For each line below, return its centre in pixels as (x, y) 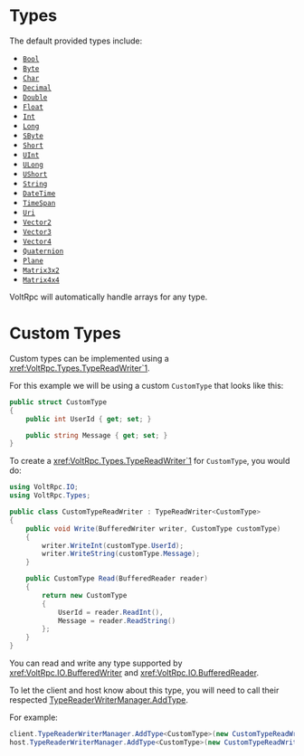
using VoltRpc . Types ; (50, 496)
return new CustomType (85, 595)
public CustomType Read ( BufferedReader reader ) (117, 579)
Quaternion (43, 251)
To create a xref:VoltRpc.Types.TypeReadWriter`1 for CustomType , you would (150, 461)
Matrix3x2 (41, 270)
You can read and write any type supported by (96, 663)
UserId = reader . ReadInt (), (111, 612)
